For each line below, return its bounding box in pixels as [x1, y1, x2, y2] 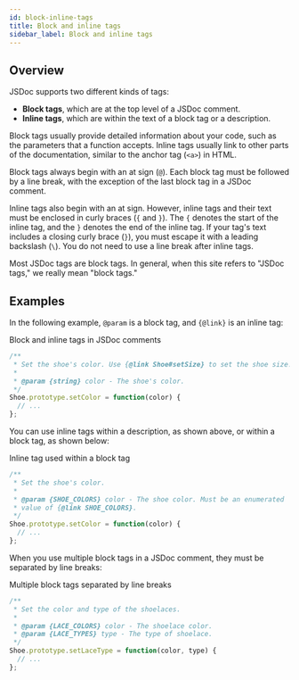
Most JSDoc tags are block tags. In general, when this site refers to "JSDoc [9, 258, 285, 269]
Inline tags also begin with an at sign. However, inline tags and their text [9, 203, 272, 214]
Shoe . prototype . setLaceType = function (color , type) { [9, 646, 217, 656]
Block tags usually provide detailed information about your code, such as [9, 130, 278, 141]
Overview [9, 62, 65, 78]
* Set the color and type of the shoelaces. [12, 604, 181, 614]
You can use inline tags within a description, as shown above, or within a [9, 426, 276, 436]
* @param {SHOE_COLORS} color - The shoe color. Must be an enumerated [12, 494, 285, 504]
